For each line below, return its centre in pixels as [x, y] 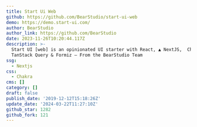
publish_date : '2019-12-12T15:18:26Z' [53, 98]
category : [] [22, 88]
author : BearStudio [30, 28]
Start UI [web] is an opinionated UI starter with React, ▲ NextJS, [97, 50]
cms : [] [16, 83]
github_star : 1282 [28, 109]
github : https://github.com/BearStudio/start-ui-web [72, 17]
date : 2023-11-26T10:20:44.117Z [45, 39]
